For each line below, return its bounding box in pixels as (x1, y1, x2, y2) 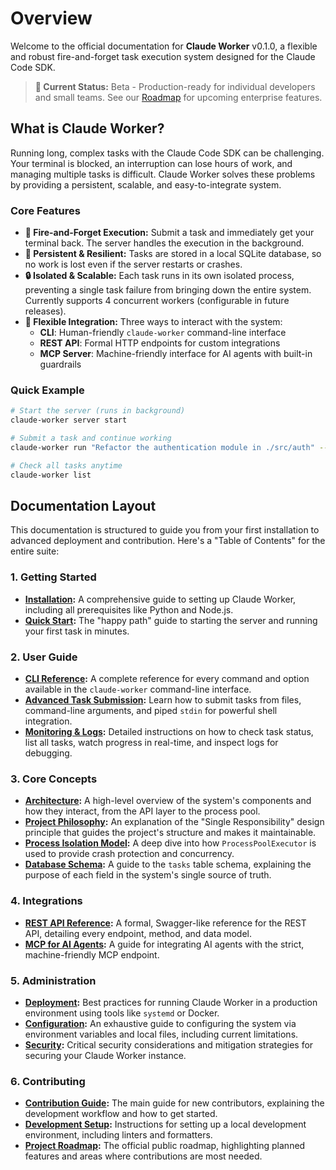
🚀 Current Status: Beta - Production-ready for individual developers (34, 80, 316, 92)
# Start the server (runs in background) (10, 406, 186, 416)
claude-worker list (10, 470, 92, 480)
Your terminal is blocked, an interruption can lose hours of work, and (10, 157, 293, 169)
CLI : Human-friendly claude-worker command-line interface (39, 327, 287, 339)
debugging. (24, 747, 73, 759)
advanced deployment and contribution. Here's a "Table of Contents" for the (10, 535, 326, 547)
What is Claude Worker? (10, 120, 165, 137)
